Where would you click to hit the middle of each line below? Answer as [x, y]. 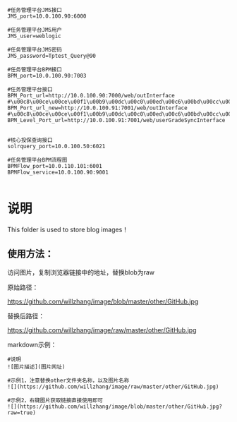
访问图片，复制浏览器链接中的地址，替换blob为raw [81, 272]
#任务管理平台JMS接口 [35, 10]
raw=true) [22, 412]
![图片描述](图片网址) [36, 367]
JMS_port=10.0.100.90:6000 [47, 16]
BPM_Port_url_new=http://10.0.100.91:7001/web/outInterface [98, 108]
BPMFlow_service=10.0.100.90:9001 [58, 172]
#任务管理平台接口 [30, 90]
